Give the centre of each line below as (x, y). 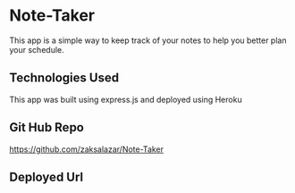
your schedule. (37, 49)
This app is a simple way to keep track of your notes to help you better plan (148, 40)
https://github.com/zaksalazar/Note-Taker (86, 149)
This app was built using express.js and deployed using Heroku (126, 99)
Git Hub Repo (47, 127)
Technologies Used (64, 78)
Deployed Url (46, 176)
